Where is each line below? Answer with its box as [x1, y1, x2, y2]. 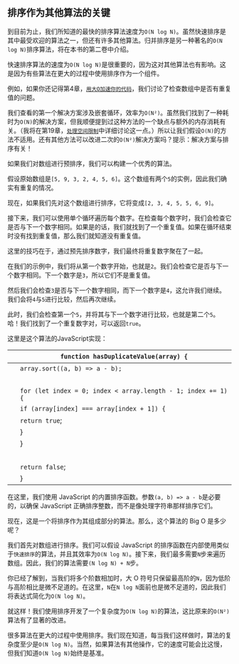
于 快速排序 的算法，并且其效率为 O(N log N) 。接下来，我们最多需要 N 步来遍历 [7, 549, 226, 558]
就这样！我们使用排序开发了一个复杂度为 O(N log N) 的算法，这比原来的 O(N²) [7, 606, 230, 615]
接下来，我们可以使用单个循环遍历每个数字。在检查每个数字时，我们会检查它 [7, 213, 232, 222]
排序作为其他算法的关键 [7, 6, 110, 19]
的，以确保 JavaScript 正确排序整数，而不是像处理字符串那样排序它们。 [7, 501, 217, 510]
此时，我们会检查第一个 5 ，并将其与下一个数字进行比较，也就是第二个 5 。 [7, 310, 220, 318]
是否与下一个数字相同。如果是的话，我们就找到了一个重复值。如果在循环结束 [7, 222, 232, 231]
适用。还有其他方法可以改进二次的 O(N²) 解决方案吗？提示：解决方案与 [19, 135, 223, 144]
